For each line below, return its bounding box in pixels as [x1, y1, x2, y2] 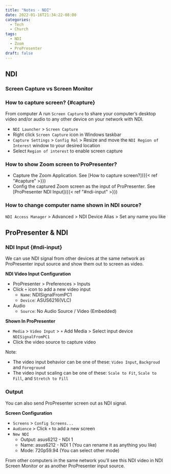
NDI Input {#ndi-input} [5, 244, 62, 251]
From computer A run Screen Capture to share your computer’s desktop [5, 111, 156, 117]
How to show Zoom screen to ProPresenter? [5, 161, 117, 168]
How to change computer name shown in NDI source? [5, 202, 142, 209]
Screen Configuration [5, 410, 53, 416]
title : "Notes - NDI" [5, 7, 52, 13]
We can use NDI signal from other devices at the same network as [5, 255, 145, 261]
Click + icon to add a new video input [12, 286, 91, 292]
